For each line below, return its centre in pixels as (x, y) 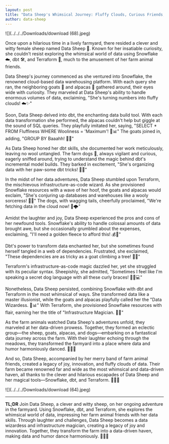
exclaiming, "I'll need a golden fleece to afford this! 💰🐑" (63, 235)
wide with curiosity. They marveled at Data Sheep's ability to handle (75, 92)
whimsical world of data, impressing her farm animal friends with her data (81, 415)
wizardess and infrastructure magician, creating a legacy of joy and (75, 425)
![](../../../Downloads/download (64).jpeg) (48, 390)
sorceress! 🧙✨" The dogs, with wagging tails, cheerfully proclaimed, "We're (83, 201)
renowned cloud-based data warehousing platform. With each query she (81, 82)
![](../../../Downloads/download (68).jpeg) (48, 34)
